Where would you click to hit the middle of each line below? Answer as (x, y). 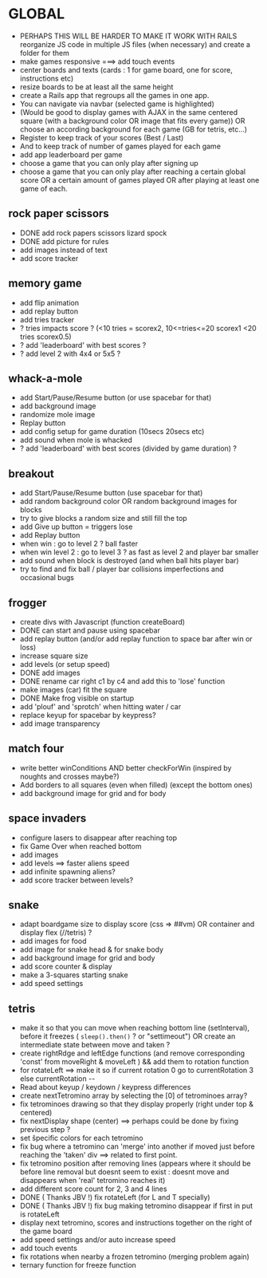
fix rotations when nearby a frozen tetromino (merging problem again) (134, 1256)
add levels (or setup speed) (65, 664)
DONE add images (50, 673)
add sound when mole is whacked (76, 440)
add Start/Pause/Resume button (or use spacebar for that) (116, 398)
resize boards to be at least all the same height (96, 87)
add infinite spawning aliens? (67, 871)
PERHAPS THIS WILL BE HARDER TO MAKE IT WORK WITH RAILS (128, 36)
